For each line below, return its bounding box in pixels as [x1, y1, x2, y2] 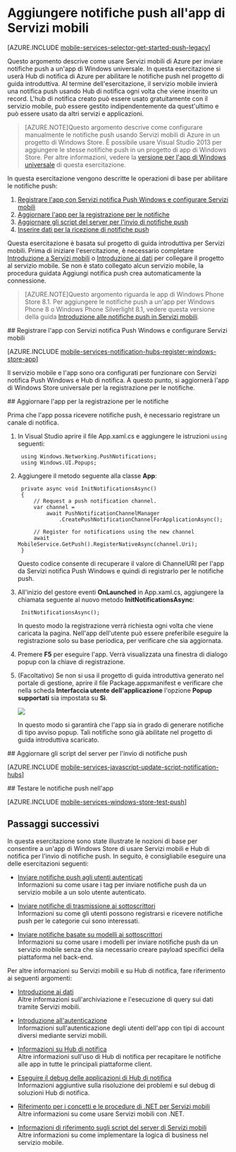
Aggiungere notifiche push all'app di [7, 5, 225, 21]
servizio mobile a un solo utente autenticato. [17, 888, 147, 896]
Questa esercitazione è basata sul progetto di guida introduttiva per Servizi [7, 238, 225, 247]
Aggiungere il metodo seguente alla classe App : [17, 471, 157, 480]
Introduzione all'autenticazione [17, 1016, 108, 1024]
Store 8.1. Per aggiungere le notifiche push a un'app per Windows [24, 298, 215, 306]
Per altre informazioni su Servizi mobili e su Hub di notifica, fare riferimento [7, 966, 225, 974]
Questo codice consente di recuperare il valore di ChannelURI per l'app [17, 559, 225, 568]
